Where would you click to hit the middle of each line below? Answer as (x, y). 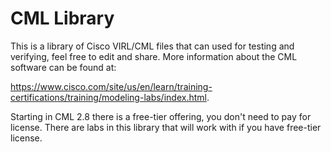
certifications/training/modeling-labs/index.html (108, 97)
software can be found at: (63, 67)
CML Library (62, 18)
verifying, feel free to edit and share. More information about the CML (154, 56)
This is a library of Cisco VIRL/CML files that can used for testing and (152, 46)
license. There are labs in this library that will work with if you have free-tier (166, 127)
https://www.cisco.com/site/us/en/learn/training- (111, 86)
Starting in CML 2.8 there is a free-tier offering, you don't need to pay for (161, 116)
